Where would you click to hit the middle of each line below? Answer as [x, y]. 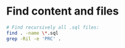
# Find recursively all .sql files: [53, 27]
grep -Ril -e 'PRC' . [34, 39]
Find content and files [62, 11]
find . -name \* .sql [33, 33]
